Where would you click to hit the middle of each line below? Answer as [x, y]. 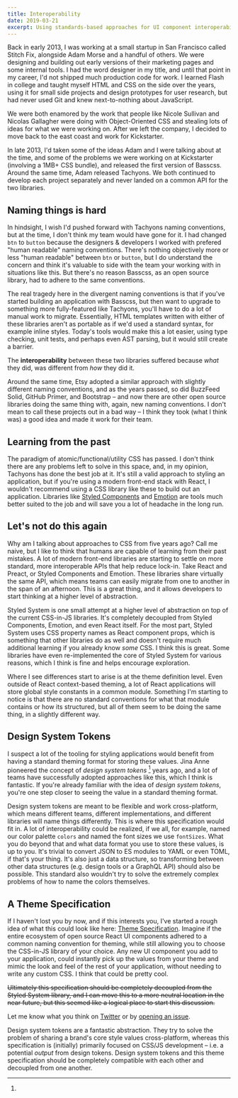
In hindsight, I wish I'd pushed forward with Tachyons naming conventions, [117, 227]
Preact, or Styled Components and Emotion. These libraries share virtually [115, 573]
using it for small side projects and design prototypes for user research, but [118, 92]
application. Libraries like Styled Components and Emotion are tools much [115, 496]
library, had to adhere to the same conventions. [76, 280]
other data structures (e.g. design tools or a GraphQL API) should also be [114, 867]
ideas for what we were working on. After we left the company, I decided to [117, 129]
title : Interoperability [44, 14]
